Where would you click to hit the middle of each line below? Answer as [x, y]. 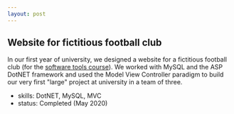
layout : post [27, 14]
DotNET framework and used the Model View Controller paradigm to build [116, 74]
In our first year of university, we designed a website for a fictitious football [117, 59]
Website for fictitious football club [85, 43]
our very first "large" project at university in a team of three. [95, 82]
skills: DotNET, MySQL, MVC [59, 96]
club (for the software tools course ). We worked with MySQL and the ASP [115, 67]
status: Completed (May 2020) [63, 103]
